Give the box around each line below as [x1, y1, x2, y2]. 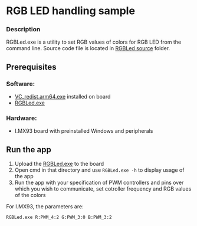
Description [6, 25, 41, 34]
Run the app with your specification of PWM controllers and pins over [14, 179, 184, 186]
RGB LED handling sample [6, 4, 136, 18]
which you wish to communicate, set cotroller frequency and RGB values [14, 185, 192, 192]
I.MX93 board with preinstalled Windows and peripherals [14, 127, 153, 135]
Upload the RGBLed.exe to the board [14, 161, 104, 168]
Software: [6, 80, 35, 88]
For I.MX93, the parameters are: [6, 203, 84, 210]
